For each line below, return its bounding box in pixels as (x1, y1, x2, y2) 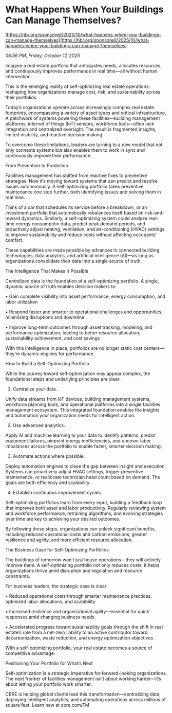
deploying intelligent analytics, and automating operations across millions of (5, 696, 166, 703)
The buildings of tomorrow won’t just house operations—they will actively (5, 557, 161, 563)
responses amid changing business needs (5, 614, 95, 620)
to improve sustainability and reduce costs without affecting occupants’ (5, 231, 157, 238)
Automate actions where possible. (12, 453, 85, 459)
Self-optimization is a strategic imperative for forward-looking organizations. (5, 670, 167, 676)
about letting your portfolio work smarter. (5, 681, 92, 687)
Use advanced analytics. (12, 422, 65, 428)
